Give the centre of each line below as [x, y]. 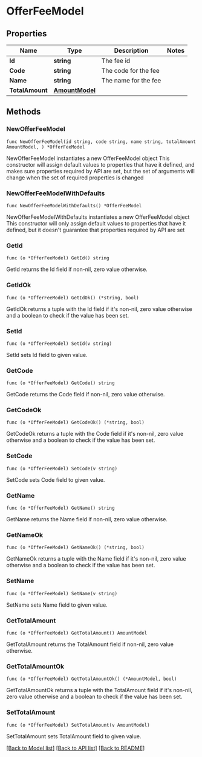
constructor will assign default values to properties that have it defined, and [100, 164]
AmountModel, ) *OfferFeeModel [46, 147]
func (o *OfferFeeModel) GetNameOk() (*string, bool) [76, 548]
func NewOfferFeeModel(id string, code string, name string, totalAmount [101, 142]
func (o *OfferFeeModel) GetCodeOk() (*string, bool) [76, 422]
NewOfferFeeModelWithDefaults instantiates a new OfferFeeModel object [98, 217]
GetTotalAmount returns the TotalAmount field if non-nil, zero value [90, 644]
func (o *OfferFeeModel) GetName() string [60, 508]
